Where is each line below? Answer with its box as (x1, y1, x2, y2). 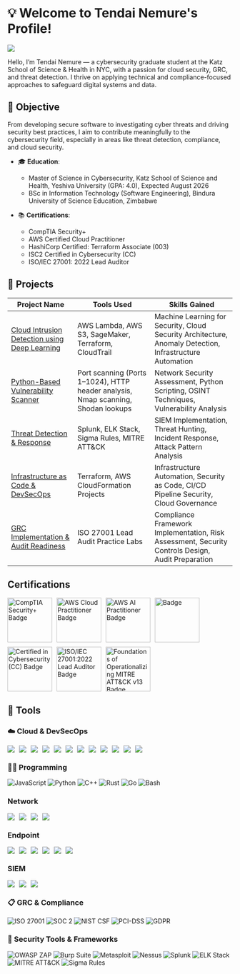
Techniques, (154, 394, 196, 404)
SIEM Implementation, (154, 415, 228, 425)
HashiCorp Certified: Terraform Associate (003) (28, 242, 169, 251)
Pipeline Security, (154, 489, 214, 499)
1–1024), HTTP (77, 376, 131, 386)
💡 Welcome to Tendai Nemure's (7, 5, 198, 21)
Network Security (154, 368, 214, 378)
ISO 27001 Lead (77, 527, 134, 537)
